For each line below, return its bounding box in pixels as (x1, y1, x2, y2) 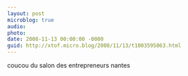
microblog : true (7, 17, 54, 23)
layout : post (7, 10, 45, 17)
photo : (7, 29, 26, 37)
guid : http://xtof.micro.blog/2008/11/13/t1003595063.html (7, 42, 182, 49)
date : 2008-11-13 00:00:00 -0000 (7, 36, 104, 43)
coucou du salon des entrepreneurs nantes (7, 61, 130, 69)
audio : (7, 23, 26, 30)
